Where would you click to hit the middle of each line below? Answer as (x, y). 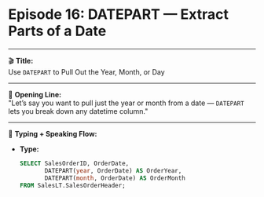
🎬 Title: (21, 60)
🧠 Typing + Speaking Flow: (53, 133)
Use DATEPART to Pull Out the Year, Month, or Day (86, 71)
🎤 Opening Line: (35, 94)
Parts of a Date (57, 31)
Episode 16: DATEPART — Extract (119, 15)
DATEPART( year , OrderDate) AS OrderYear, (113, 170)
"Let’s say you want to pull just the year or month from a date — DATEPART (126, 103)
